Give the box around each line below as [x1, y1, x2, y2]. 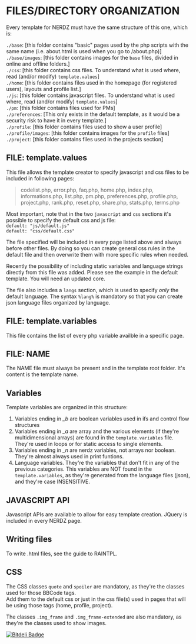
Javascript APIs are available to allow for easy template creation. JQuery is [6, 511, 188, 518]
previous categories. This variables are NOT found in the [14, 465, 152, 473]
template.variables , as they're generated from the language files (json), [14, 472, 190, 479]
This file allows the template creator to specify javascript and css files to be [6, 169, 190, 176]
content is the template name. [6, 371, 78, 378]
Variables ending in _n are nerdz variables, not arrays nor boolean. [14, 446, 176, 454]
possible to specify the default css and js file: [6, 216, 116, 224]
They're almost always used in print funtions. [14, 453, 124, 460]
